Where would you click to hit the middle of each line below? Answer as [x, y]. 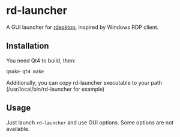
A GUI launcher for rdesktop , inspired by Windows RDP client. [82, 27]
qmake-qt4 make [25, 72]
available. [18, 129]
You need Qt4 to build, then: [41, 60]
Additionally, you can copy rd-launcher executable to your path [84, 82]
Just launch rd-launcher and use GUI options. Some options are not [90, 122]
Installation [28, 46]
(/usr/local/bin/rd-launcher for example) [55, 89]
